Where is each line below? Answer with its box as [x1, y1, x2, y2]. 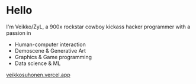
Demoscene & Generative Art [14, 47, 86, 54]
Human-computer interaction [14, 41, 86, 48]
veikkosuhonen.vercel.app [6, 71, 71, 78]
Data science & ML [14, 60, 61, 67]
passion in [6, 29, 31, 36]
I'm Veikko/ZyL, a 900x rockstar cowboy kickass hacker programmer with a [6, 23, 191, 30]
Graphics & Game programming [14, 53, 92, 60]
